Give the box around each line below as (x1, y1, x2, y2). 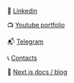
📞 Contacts (7, 53, 38, 62)
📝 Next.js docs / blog (7, 68, 68, 76)
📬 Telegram (7, 37, 44, 46)
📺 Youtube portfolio (7, 21, 65, 29)
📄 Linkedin (7, 7, 38, 15)
